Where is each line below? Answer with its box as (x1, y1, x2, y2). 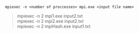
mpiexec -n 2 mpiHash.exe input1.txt (17, 23, 91, 29)
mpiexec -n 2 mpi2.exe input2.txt (17, 18, 84, 24)
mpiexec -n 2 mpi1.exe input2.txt (17, 13, 83, 19)
